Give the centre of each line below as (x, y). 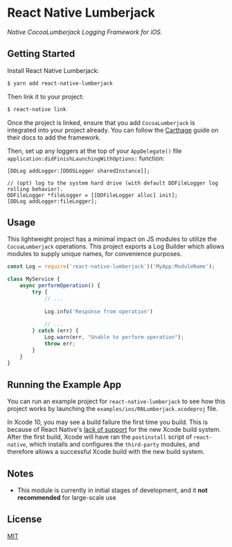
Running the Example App (64, 384)
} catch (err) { (55, 331)
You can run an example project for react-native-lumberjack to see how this (116, 401)
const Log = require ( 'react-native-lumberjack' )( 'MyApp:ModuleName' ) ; (111, 267)
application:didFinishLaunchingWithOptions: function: (86, 158)
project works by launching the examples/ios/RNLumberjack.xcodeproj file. (113, 409)
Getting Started (41, 54)
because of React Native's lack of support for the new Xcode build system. (114, 430)
